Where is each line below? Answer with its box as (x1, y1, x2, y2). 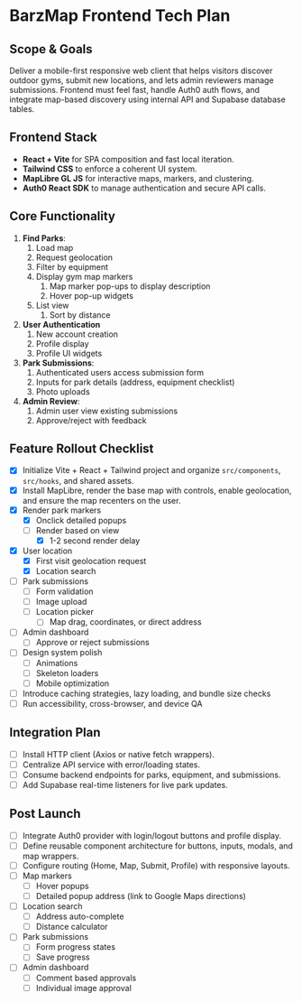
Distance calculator (35, 922, 108, 932)
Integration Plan (9, 725, 101, 740)
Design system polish (22, 647, 103, 658)
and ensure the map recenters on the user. (22, 495, 181, 506)
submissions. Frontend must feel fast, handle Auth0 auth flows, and (9, 85, 260, 95)
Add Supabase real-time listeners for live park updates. (22, 779, 228, 790)
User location (22, 545, 73, 556)
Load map (35, 242, 74, 253)
